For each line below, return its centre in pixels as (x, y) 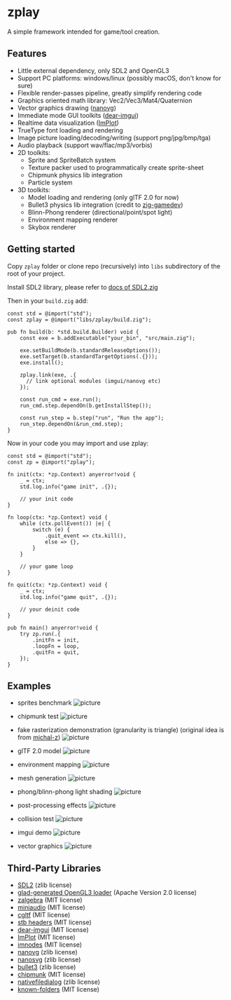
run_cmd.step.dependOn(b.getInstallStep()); (86, 405)
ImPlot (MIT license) (46, 938)
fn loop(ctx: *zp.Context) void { (58, 517)
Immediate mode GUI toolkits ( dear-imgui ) (78, 115)
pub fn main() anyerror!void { (53, 628)
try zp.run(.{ (40, 634)
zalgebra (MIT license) (50, 900)
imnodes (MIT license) (50, 945)
